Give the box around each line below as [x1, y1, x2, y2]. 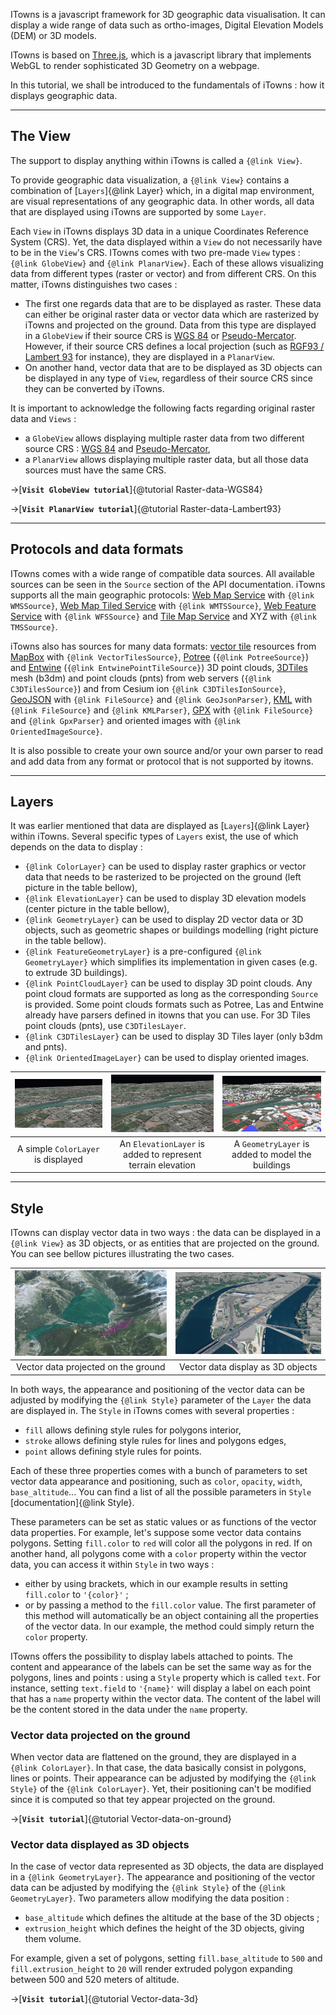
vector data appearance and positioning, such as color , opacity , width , [10, 1475, 303, 1487]
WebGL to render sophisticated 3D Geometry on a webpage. [10, 60, 260, 71]
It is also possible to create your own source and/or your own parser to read [10, 744, 324, 756]
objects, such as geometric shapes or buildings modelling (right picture [24, 924, 319, 936]
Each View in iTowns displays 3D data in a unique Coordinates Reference [10, 225, 309, 237]
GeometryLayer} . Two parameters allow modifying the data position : [10, 1892, 290, 1904]
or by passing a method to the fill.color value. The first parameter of [24, 1599, 317, 1611]
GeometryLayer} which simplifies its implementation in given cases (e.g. [24, 956, 318, 968]
